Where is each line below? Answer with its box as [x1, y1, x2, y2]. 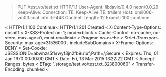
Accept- [139, 56, 156, 61]
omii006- [134, 9, 154, 15]
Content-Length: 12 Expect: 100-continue [65, 15, 150, 20]
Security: [5, 40, 24, 46]
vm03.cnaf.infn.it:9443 [17, 15, 64, 20]
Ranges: [5, 61, 22, 67]
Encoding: [5, 66, 26, 72]
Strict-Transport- [124, 35, 159, 40]
